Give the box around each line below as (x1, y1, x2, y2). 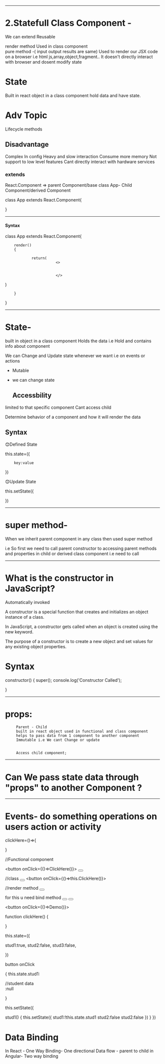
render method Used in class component (5, 43, 88, 49)
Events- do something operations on (5, 811, 157, 822)
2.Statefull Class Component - (5, 18, 132, 29)
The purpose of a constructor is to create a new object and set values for (5, 638, 153, 644)
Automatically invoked (5, 599, 50, 605)
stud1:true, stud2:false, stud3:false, (5, 942, 77, 948)
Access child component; (16, 751, 67, 756)
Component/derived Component (5, 187, 71, 193)
